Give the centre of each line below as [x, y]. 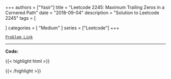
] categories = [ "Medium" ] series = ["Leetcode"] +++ [62, 28]
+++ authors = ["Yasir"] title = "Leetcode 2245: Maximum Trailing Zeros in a [85, 7]
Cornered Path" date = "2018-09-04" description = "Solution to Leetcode [82, 13]
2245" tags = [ [21, 18]
